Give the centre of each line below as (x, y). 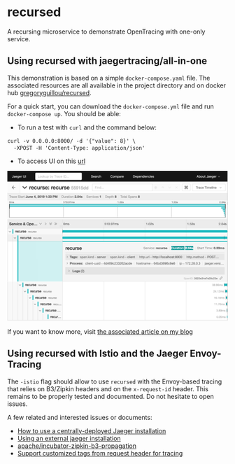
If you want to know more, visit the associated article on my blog (100, 331)
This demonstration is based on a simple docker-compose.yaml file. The (109, 78)
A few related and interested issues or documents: (80, 417)
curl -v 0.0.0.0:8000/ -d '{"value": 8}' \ (72, 141)
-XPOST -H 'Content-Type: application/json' (79, 148)
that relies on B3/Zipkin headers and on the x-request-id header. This (108, 388)
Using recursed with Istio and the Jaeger (98, 354)
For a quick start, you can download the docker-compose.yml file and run (111, 106)
